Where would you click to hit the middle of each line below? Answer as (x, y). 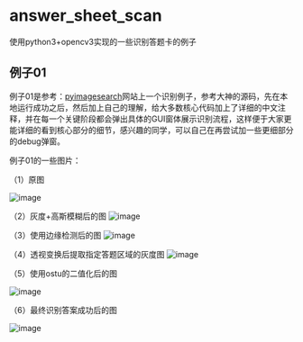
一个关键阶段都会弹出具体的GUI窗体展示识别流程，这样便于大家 (166, 119)
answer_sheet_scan (86, 16)
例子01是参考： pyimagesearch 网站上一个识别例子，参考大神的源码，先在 (145, 96)
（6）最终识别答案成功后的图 (63, 310)
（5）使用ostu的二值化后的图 (63, 273)
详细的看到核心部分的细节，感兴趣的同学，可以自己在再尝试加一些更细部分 (155, 130)
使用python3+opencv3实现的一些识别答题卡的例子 (103, 41)
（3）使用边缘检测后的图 (55, 235)
